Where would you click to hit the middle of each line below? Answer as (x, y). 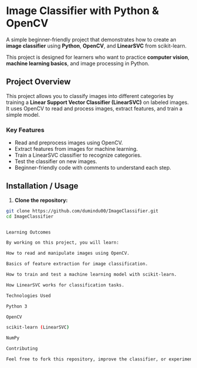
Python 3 (17, 306)
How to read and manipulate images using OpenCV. (68, 254)
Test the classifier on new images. (56, 161)
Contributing (22, 349)
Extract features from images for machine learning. (76, 149)
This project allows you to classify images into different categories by (90, 96)
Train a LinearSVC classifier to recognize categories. (78, 155)
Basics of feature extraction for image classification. (77, 264)
